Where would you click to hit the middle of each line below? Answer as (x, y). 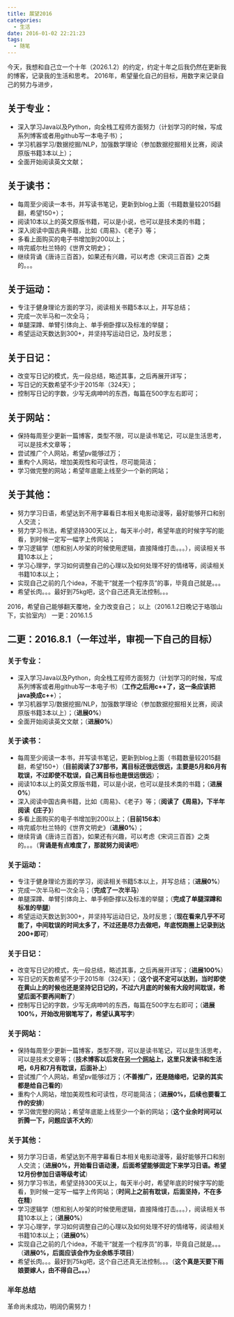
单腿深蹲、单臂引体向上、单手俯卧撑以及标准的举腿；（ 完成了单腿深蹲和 (119, 899)
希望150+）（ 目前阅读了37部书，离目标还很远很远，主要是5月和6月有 (128, 766)
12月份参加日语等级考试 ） (54, 1174)
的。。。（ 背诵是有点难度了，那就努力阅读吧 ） (80, 845)
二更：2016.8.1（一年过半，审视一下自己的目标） (112, 639)
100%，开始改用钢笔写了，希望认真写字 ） (78, 1014)
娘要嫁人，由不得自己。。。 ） (55, 1270)
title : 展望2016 (30, 14)
